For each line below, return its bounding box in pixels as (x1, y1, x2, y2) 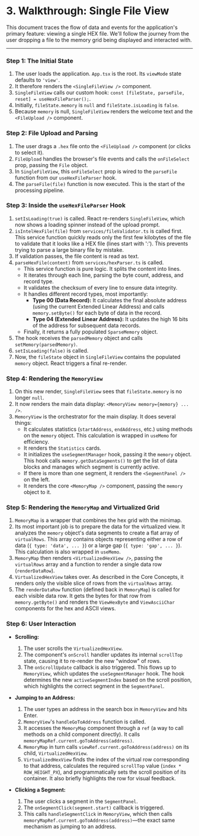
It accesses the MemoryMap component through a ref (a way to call (23, 724, 184, 731)
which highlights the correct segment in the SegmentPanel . (23, 683, 165, 690)
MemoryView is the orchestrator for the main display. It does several (14, 413, 176, 420)
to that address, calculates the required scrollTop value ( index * (23, 762, 182, 769)
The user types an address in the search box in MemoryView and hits (23, 705, 188, 712)
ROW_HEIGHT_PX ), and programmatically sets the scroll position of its (23, 768, 187, 776)
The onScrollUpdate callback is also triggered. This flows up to (23, 664, 176, 671)
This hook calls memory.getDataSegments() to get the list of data (23, 457, 178, 465)
